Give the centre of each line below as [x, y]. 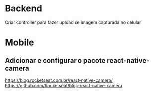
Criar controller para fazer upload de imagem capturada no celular [73, 22]
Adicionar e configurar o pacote [55, 61]
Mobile [20, 42]
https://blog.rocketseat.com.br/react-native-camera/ [59, 80]
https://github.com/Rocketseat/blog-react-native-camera [64, 85]
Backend [24, 9]
